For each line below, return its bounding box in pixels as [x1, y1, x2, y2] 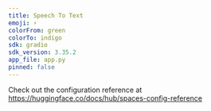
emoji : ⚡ [8, 19, 37, 27]
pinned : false [8, 63, 56, 71]
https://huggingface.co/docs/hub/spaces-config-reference [8, 93, 203, 103]
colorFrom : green [8, 26, 66, 34]
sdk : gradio [8, 41, 48, 49]
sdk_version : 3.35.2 [8, 48, 77, 56]
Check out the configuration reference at [8, 85, 143, 94]
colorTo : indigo [8, 33, 62, 42]
